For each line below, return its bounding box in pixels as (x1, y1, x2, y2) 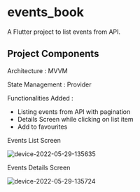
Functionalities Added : (7, 94, 73, 102)
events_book (7, 4, 84, 20)
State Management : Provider (7, 80, 92, 89)
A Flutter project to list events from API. (7, 27, 121, 36)
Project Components (7, 48, 99, 60)
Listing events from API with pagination (17, 107, 131, 116)
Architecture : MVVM (7, 66, 68, 75)
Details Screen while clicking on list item (17, 115, 134, 123)
